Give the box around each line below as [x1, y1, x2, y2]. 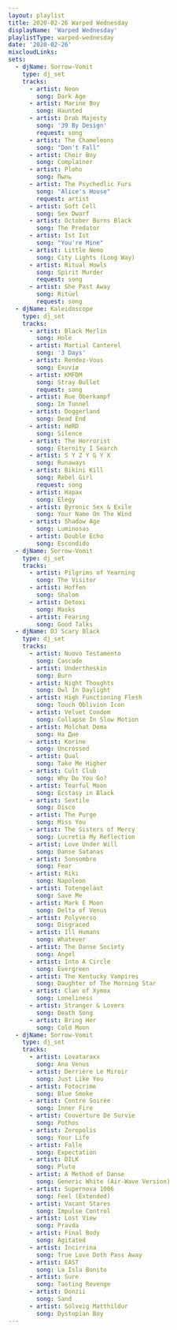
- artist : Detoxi [28, 598, 87, 606]
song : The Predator [36, 224, 101, 233]
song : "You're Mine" [36, 239, 104, 247]
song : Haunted [36, 107, 83, 115]
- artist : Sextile [28, 796, 90, 805]
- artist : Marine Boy [28, 99, 101, 107]
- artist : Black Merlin [28, 327, 108, 335]
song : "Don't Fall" [36, 144, 101, 151]
